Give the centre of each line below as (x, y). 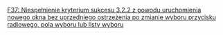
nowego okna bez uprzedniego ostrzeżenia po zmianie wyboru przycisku (112, 17)
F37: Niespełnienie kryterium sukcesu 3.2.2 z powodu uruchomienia (104, 10)
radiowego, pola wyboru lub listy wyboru (65, 24)
